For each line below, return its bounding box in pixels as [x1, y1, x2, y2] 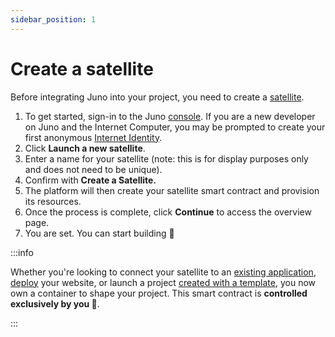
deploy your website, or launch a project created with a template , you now [10, 276, 316, 288]
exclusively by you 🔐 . [10, 297, 100, 310]
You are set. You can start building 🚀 [24, 227, 175, 239]
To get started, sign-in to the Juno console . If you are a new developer [24, 110, 316, 122]
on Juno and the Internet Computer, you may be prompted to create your [24, 121, 326, 133]
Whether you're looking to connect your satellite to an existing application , [10, 266, 317, 278]
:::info [10, 246, 34, 258]
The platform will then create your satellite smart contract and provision [24, 184, 320, 196]
